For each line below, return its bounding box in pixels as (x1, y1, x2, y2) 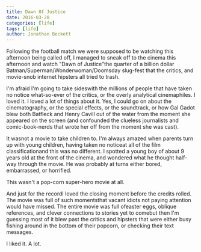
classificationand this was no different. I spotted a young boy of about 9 (6, 148, 185, 155)
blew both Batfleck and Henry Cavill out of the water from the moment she (6, 111, 191, 118)
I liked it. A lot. (6, 240, 42, 247)
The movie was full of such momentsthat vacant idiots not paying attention (6, 197, 191, 204)
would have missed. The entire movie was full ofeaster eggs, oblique (6, 203, 177, 211)
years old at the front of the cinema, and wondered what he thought (6, 154, 175, 161)
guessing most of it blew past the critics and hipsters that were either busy (6, 216, 191, 223)
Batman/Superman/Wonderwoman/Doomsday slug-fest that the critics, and (6, 67, 194, 74)
